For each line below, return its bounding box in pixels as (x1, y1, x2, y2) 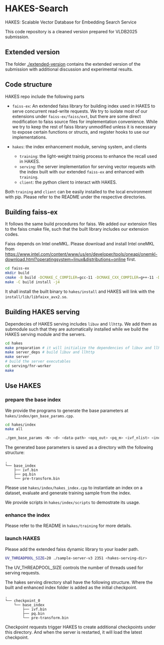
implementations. (12, 134, 47, 140)
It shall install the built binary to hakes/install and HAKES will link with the (5, 288, 155, 294)
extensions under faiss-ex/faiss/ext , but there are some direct (12, 113, 141, 119)
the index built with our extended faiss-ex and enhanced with (19, 168, 144, 174)
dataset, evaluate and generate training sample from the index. (5, 490, 131, 496)
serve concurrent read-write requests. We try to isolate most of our (12, 108, 148, 114)
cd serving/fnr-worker (5, 363, 51, 369)
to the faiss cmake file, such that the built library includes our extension (5, 226, 149, 232)
